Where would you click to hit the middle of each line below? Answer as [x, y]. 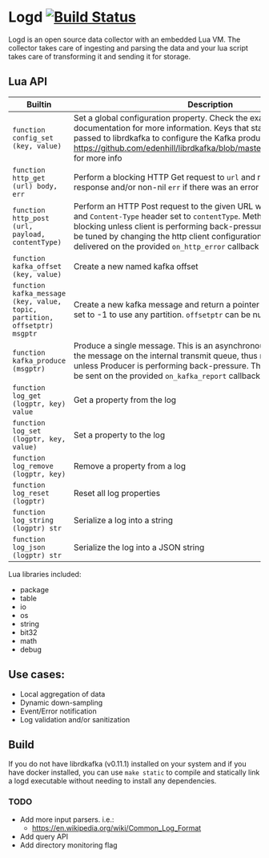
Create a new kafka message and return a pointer [167, 304]
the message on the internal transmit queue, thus [165, 356]
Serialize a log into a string [123, 520]
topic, [25, 309]
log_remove [33, 466]
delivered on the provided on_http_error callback [166, 246]
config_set [33, 138]
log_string [33, 520]
